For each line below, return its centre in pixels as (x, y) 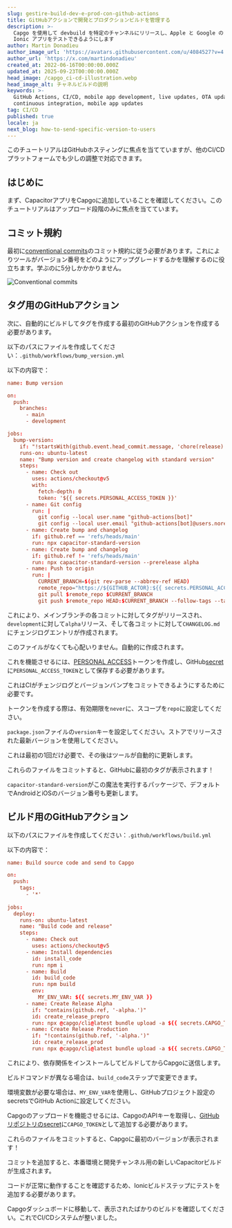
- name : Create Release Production (77, 1030)
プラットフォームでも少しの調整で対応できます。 (77, 158)
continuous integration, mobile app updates (78, 104)
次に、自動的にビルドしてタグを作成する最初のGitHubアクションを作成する (114, 323)
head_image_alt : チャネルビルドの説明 (58, 84)
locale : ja (23, 123)
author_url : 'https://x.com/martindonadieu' (72, 59)
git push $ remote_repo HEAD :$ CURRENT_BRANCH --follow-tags (125, 601)
